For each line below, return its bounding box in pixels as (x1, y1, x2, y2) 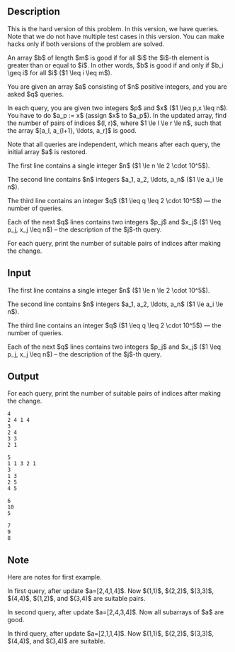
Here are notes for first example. (7, 573, 103, 582)
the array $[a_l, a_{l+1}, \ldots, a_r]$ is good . (7, 126, 137, 134)
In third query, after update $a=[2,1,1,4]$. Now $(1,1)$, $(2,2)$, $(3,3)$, (7, 629, 214, 638)
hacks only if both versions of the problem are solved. (7, 39, 165, 48)
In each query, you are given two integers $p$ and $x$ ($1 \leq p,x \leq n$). (7, 103, 229, 112)
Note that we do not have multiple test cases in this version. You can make (7, 32, 224, 40)
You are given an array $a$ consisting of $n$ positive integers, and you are (7, 82, 228, 91)
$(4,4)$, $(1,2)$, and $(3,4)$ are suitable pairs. (7, 594, 146, 603)
